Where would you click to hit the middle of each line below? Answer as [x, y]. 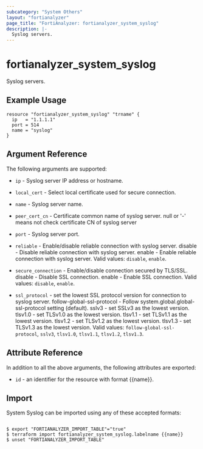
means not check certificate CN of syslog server [76, 222]
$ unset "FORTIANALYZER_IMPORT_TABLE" [55, 440]
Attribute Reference [45, 353]
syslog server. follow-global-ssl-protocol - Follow [77, 302]
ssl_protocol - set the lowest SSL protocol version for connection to [101, 295]
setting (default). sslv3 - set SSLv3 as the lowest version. [118, 308]
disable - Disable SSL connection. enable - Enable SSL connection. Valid [106, 277]
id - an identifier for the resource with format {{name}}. [84, 379]
